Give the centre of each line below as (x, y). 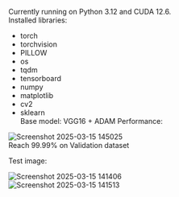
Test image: (28, 161)
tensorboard (41, 78)
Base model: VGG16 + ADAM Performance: (91, 121)
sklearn (33, 113)
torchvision (39, 44)
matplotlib (37, 95)
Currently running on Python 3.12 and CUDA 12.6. (90, 12)
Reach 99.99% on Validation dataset (69, 145)
